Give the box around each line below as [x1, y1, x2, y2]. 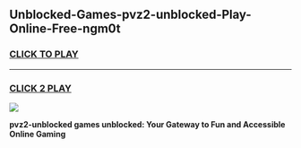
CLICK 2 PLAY [9, 82, 72, 94]
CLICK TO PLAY [9, 48, 79, 61]
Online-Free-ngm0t [9, 22, 121, 37]
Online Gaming [9, 128, 66, 139]
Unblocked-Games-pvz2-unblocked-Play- [9, 7, 252, 22]
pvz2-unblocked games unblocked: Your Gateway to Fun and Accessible [9, 118, 286, 129]
